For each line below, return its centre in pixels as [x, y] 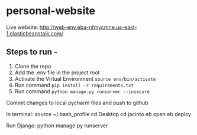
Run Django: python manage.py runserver [57, 126]
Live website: [22, 27]
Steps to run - [32, 52]
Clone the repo [33, 66]
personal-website [51, 11]
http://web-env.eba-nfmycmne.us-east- [88, 27]
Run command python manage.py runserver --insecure [82, 91]
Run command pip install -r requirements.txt [74, 85]
